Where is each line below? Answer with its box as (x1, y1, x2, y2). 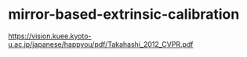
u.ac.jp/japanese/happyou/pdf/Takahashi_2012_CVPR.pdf (8, 39, 194, 48)
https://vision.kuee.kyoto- (8, 31, 92, 41)
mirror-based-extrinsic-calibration (8, 5, 240, 23)
